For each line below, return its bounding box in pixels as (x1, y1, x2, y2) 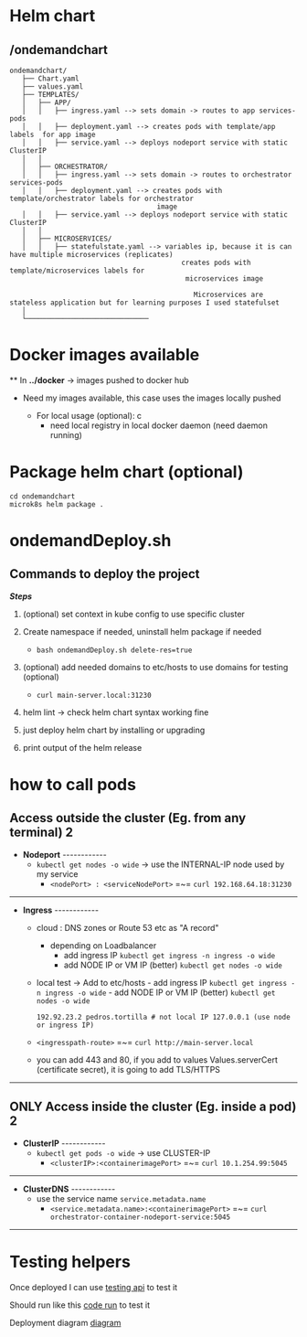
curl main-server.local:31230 (36, 690, 153, 700)
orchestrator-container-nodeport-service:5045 (49, 1213, 231, 1222)
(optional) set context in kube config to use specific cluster (22, 608, 245, 619)
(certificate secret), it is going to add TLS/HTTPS (36, 1064, 221, 1075)
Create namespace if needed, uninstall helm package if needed (22, 626, 262, 636)
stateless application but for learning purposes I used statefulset (9, 298, 281, 307)
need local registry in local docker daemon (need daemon (49, 420, 268, 431)
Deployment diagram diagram (9, 1317, 122, 1328)
